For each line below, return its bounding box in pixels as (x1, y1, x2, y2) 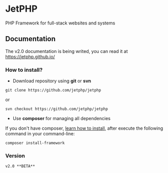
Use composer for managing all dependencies (12, 116, 111, 122)
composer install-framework (5, 140, 65, 146)
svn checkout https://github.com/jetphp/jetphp (5, 106, 108, 112)
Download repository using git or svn (12, 78, 92, 84)
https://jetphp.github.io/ (5, 53, 55, 60)
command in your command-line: (5, 131, 75, 137)
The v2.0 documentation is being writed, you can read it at (5, 48, 128, 54)
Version (5, 152, 25, 159)
